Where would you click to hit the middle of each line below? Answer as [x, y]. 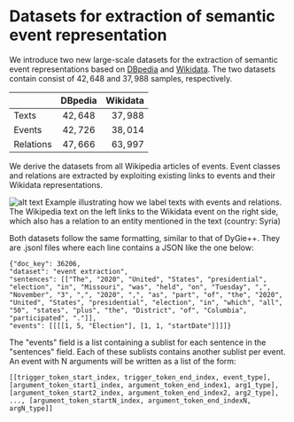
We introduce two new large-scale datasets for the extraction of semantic [144, 59]
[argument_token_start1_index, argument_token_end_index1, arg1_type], [144, 385]
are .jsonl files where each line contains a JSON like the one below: [132, 247]
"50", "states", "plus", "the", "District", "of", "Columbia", [128, 310]
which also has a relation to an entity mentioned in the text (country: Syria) [145, 221]
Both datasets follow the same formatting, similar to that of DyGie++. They [145, 238]
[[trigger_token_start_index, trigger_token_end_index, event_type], [140, 377]
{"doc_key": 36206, [45, 263]
